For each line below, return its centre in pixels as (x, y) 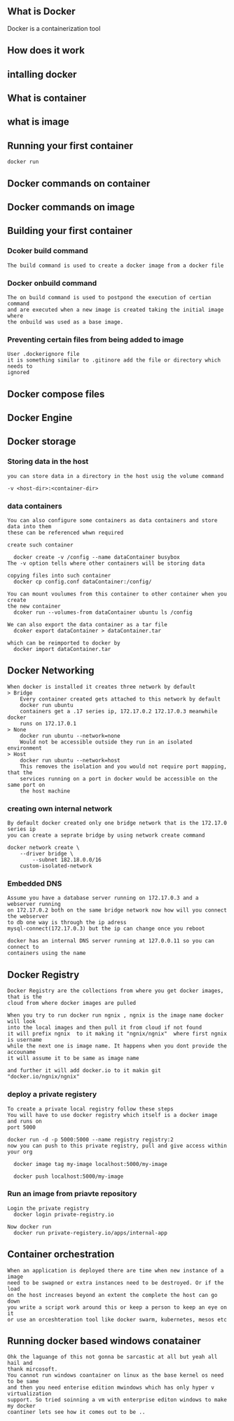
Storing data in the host (48, 462)
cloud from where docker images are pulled (72, 1003)
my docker (22, 1406)
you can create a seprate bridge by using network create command (106, 836)
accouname (22, 1052)
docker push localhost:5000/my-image (69, 1176)
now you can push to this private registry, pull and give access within (117, 1146)
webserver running (34, 904)
